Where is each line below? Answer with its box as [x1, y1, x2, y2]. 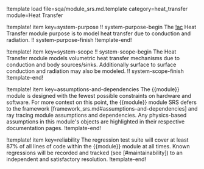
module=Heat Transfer [6, 12, 63, 19]
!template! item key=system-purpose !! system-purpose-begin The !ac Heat [6, 24, 197, 30]
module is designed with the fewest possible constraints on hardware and [6, 92, 192, 99]
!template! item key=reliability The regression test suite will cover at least [6, 136, 189, 143]
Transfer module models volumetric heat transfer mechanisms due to [6, 55, 180, 61]
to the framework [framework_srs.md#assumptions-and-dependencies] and [6, 105, 198, 112]
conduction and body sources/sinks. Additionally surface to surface [6, 61, 177, 68]
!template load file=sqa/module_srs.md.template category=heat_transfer [6, 5, 188, 12]
